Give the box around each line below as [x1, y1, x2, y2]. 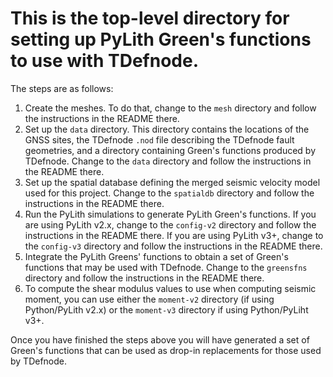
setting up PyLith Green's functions [10, 28, 312, 51]
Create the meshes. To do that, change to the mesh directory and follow [24, 102, 317, 114]
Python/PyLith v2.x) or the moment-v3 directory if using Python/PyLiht [24, 303, 309, 316]
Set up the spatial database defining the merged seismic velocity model [24, 176, 321, 188]
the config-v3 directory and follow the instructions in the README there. [24, 240, 323, 252]
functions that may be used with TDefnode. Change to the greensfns [24, 261, 308, 273]
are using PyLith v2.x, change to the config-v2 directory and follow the [24, 218, 317, 231]
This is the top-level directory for [10, 7, 290, 30]
